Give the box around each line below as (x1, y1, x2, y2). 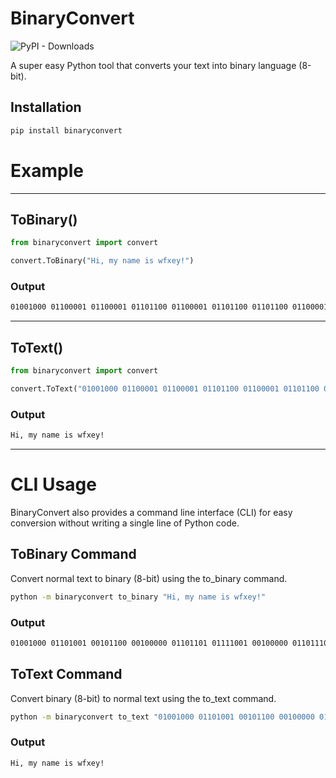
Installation (10, 99, 82, 116)
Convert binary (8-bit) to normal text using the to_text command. (10, 692, 277, 704)
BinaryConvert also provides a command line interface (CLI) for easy (10, 506, 293, 518)
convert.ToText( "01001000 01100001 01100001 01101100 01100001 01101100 (10, 383, 320, 394)
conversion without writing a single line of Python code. (10, 517, 240, 529)
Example (10, 159, 84, 182)
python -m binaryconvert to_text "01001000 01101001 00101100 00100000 (10, 712, 315, 722)
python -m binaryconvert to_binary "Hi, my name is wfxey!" (10, 592, 267, 602)
